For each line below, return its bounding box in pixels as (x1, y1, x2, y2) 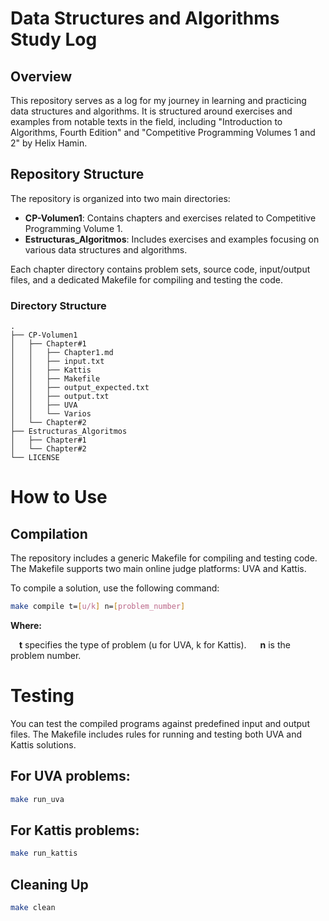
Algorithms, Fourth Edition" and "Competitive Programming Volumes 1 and (10, 127, 316, 138)
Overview (10, 68, 73, 85)
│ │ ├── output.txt (10, 392, 110, 402)
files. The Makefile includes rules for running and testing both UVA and (10, 728, 303, 740)
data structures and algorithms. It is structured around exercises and (10, 105, 293, 117)
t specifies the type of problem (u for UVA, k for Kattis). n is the (19, 638, 291, 651)
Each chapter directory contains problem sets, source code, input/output (10, 263, 311, 275)
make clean (10, 903, 56, 913)
